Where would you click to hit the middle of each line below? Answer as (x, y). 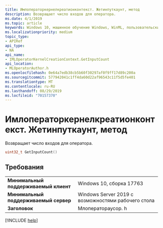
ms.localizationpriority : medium (39, 32)
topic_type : (17, 37)
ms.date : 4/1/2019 (24, 18)
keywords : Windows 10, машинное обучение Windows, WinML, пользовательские (83, 28)
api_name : (15, 55)
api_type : (15, 46)
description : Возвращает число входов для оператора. (61, 14)
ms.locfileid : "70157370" (31, 95)
